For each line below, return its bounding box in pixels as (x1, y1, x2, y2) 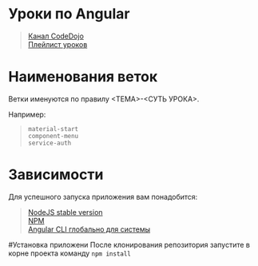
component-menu (27, 132, 79, 140)
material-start (27, 125, 79, 133)
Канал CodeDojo (27, 31, 84, 41)
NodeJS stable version (27, 207, 103, 216)
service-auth (27, 139, 72, 147)
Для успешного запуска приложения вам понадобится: (8, 192, 198, 201)
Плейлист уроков (27, 39, 88, 49)
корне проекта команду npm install (8, 248, 132, 258)
